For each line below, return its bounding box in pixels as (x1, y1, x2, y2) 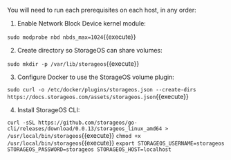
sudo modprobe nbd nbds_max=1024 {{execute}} (7, 33, 136, 41)
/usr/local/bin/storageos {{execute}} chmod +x (7, 132, 141, 139)
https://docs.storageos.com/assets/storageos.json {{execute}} (7, 93, 189, 100)
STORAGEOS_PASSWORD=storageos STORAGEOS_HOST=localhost (7, 146, 172, 153)
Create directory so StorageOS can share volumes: (17, 46, 163, 54)
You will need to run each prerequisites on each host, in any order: (7, 6, 196, 14)
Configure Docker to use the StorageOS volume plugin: (17, 73, 174, 81)
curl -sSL (7, 119, 36, 126)
